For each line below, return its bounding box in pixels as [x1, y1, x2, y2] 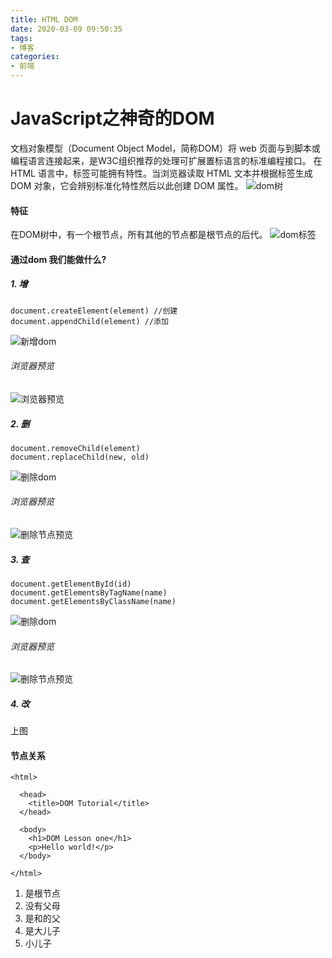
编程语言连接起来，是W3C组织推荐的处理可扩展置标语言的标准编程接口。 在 [10, 154, 323, 166]
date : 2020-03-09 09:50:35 [10, 24, 123, 34]
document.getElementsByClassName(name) [10, 597, 177, 607]
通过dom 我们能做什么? [10, 253, 107, 265]
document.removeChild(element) [10, 443, 141, 453]
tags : [10, 33, 33, 43]
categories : [10, 52, 60, 62]
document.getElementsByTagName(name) [10, 588, 168, 598]
